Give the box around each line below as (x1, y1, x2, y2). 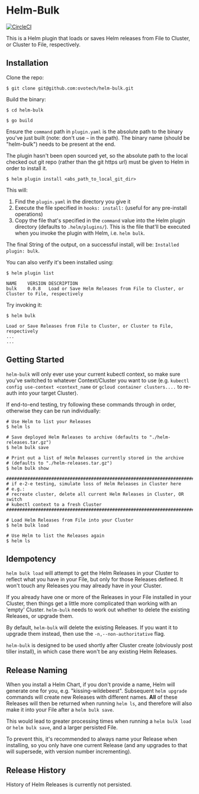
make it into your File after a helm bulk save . (6, 706, 114, 713)
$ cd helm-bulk (6, 107, 44, 113)
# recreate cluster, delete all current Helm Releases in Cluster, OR (6, 491, 184, 497)
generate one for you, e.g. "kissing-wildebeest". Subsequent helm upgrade (6, 687, 188, 694)
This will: (6, 186, 28, 193)
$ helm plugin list (6, 270, 54, 276)
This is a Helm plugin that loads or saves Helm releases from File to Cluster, (6, 34, 191, 41)
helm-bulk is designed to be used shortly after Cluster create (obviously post (6, 642, 193, 649)
